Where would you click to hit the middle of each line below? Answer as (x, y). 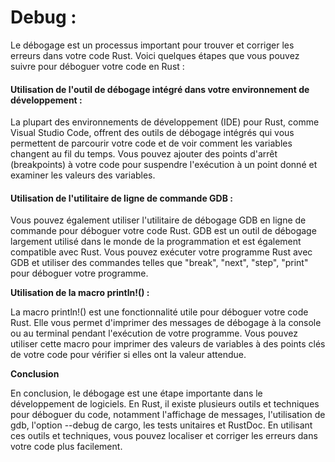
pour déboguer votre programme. (79, 273)
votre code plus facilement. (66, 447)
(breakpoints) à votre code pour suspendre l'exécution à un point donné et (164, 165)
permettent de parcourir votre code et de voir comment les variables (151, 143)
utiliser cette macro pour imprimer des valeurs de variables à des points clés (168, 344)
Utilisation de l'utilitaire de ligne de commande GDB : (121, 198)
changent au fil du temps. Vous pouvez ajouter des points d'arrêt (144, 154)
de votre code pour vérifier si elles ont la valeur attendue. (128, 355)
